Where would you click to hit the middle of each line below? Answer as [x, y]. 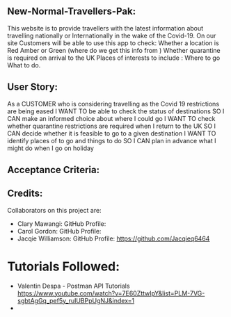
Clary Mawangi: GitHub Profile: [62, 223]
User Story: [32, 87]
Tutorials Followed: [64, 267]
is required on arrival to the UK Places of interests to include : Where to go [114, 58]
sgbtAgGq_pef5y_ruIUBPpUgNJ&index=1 [76, 300]
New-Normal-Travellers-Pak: [72, 11]
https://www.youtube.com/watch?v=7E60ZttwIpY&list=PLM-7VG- [111, 293]
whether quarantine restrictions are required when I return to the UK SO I [112, 126]
